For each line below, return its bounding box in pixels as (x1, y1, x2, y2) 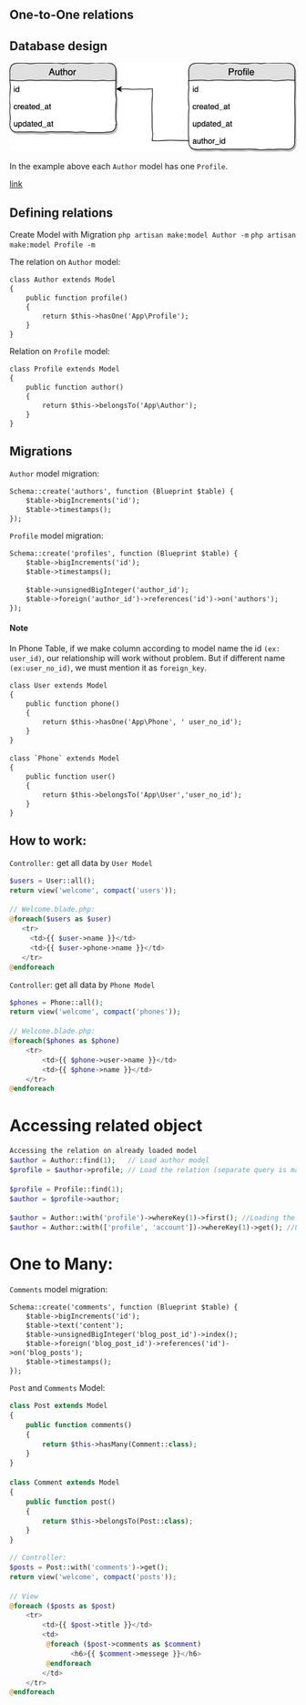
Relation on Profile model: (9, 345, 111, 356)
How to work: (9, 833, 87, 849)
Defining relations (9, 205, 114, 220)
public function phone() (25, 699, 120, 709)
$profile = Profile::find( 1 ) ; (9, 1184, 125, 1194)
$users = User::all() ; (9, 876, 96, 885)
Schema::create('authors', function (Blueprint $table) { (9, 486, 234, 495)
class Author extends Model (9, 275, 117, 284)
